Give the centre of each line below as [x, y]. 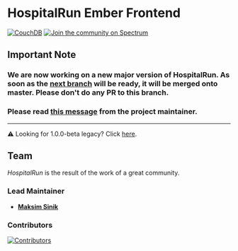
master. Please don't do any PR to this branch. [88, 93]
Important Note [42, 55]
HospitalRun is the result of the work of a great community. [93, 173]
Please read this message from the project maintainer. [103, 112]
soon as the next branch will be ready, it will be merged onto [113, 84]
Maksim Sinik [38, 206]
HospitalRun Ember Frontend [94, 13]
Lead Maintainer [36, 191]
